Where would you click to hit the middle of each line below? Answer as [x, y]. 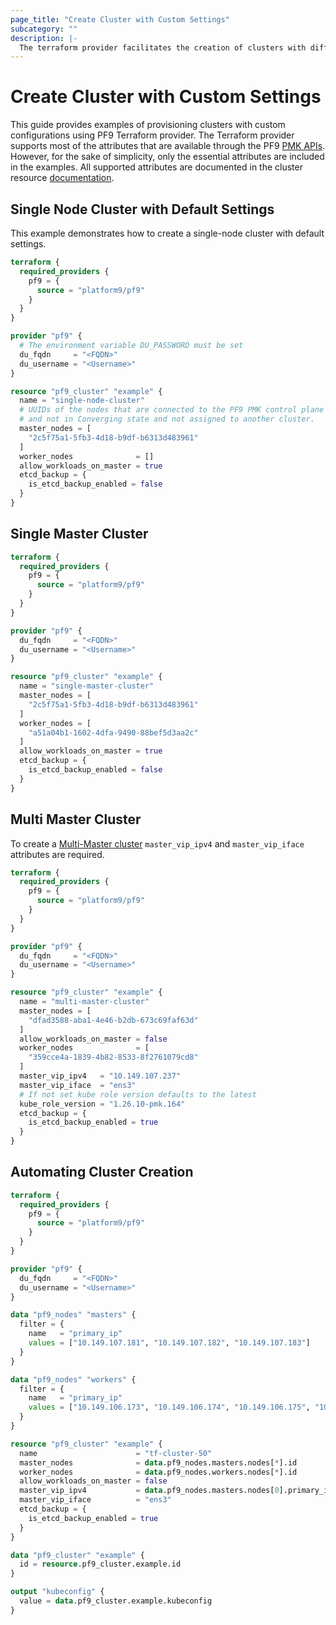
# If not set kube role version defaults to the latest [138, 1094]
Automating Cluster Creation [102, 1172]
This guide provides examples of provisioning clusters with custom [148, 125]
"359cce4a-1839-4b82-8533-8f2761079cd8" [113, 1057]
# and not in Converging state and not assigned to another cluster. [167, 419]
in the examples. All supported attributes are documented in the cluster [156, 167]
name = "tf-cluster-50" [116, 1453]
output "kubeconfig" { [57, 1592]
